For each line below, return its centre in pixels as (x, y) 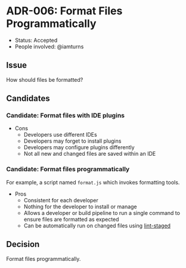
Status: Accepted (36, 40)
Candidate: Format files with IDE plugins (66, 116)
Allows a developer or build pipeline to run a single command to (102, 212)
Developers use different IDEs (60, 135)
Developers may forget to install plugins (72, 141)
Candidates (28, 99)
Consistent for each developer (61, 200)
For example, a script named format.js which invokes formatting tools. (93, 182)
